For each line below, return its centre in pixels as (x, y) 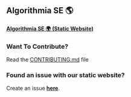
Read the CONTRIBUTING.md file (48, 60)
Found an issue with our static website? (65, 75)
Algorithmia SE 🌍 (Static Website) (50, 28)
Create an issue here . (33, 88)
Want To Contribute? (37, 46)
